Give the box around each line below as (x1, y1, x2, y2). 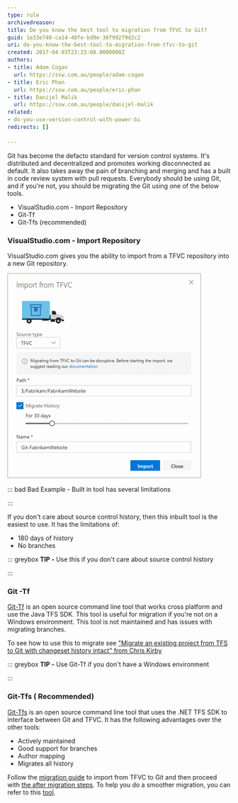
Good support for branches (17, 744, 98, 753)
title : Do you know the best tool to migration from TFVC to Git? (7, 26, 208, 33)
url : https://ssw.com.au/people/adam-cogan (13, 71, 144, 78)
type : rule (7, 11, 40, 18)
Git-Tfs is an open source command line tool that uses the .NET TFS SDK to (7, 707, 228, 716)
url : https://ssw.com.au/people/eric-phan (13, 86, 141, 94)
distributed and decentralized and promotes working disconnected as (7, 159, 211, 167)
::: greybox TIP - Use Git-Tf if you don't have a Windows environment (7, 660, 210, 669)
